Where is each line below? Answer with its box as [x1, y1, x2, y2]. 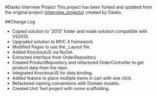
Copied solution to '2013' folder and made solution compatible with [12, 28, 148, 34]
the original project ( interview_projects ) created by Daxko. [5, 9, 122, 15]
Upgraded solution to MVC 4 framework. [12, 39, 94, 45]
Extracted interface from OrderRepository [12, 54, 96, 60]
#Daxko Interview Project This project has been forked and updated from [5, 4, 153, 10]
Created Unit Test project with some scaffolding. [12, 86, 110, 91]
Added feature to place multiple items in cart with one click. [12, 75, 133, 81]
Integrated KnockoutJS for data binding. [12, 70, 93, 75]
